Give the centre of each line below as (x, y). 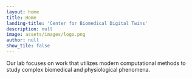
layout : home (23, 12)
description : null (29, 29)
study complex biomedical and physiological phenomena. (78, 69)
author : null (23, 40)
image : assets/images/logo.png (46, 35)
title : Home (21, 18)
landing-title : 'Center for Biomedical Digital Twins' (77, 23)
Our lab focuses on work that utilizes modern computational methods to (96, 63)
